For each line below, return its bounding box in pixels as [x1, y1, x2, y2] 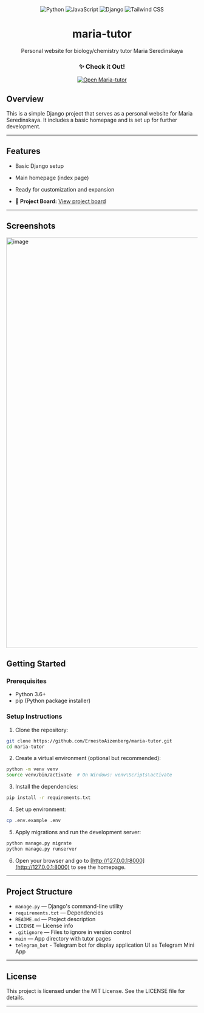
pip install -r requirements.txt [6, 795, 91, 801]
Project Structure [6, 887, 73, 897]
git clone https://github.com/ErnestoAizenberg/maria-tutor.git [6, 738, 172, 744]
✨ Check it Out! [78, 62, 126, 71]
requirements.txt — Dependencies [15, 909, 104, 916]
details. [6, 994, 25, 1001]
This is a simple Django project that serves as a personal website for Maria [6, 110, 193, 117]
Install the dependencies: [15, 783, 79, 790]
